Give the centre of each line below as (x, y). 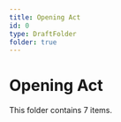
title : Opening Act (45, 17)
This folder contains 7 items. (61, 111)
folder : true (33, 42)
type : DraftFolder (43, 34)
